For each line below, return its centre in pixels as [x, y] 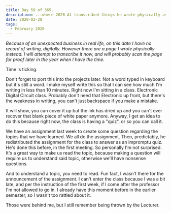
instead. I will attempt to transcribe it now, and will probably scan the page [84, 54]
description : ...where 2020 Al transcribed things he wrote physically [83, 15]
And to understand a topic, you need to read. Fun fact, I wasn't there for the [85, 174]
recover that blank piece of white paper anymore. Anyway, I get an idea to [83, 116]
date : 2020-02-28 [24, 19]
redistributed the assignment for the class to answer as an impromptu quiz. [84, 142]
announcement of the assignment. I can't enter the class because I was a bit [85, 179]
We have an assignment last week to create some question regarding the [82, 131]
